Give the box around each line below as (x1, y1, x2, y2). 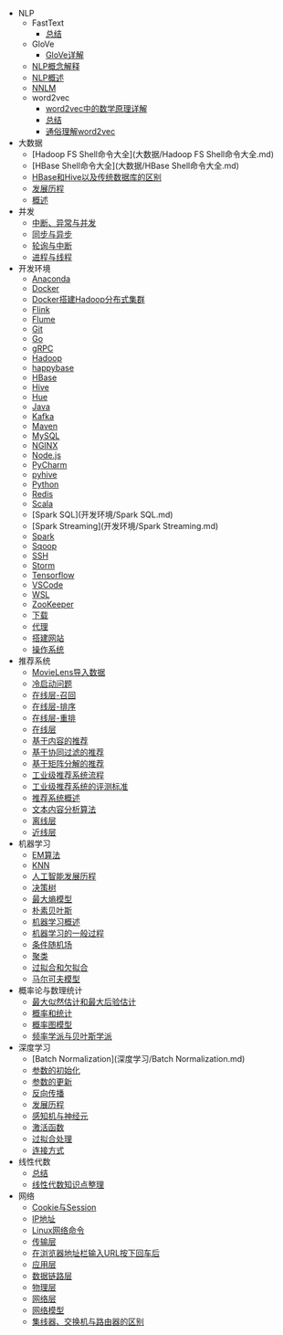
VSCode (31, 579, 64, 590)
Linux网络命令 (31, 1224, 85, 1235)
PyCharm (31, 460, 68, 470)
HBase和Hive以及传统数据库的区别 (31, 172, 162, 182)
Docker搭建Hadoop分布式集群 (31, 294, 146, 304)
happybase (31, 363, 75, 373)
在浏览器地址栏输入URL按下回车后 (31, 1247, 160, 1258)
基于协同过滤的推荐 (31, 747, 105, 758)
